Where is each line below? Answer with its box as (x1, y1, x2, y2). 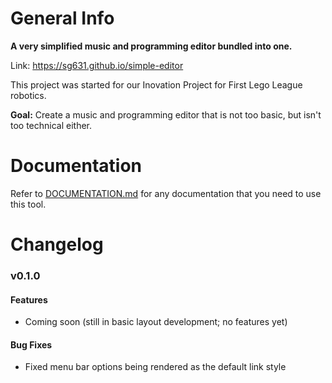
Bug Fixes (10, 338, 53, 351)
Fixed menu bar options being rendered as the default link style (24, 361, 287, 373)
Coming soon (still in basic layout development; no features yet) (24, 316, 288, 328)
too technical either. (10, 119, 93, 131)
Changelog (10, 233, 104, 256)
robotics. (10, 89, 47, 101)
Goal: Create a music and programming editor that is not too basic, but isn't (10, 108, 322, 121)
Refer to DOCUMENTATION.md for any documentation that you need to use (10, 187, 322, 199)
